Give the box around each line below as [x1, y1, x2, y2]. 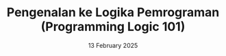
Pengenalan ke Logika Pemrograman [6, 5, 220, 20]
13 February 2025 [88, 41, 138, 49]
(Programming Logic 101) [40, 19, 186, 34]
